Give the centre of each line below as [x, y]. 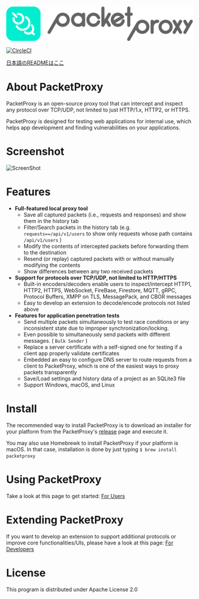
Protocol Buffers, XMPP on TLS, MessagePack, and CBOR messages [107, 297]
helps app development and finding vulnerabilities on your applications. [93, 128]
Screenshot [35, 152]
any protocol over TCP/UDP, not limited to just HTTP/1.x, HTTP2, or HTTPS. [98, 110]
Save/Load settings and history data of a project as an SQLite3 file [104, 378]
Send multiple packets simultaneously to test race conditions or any [106, 321]
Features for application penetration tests [67, 316]
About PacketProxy [55, 87]
